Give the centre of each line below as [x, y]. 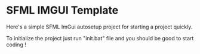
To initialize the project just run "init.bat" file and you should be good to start [100, 38]
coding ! [16, 45]
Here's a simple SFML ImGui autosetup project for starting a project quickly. [99, 27]
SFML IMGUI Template [62, 10]
